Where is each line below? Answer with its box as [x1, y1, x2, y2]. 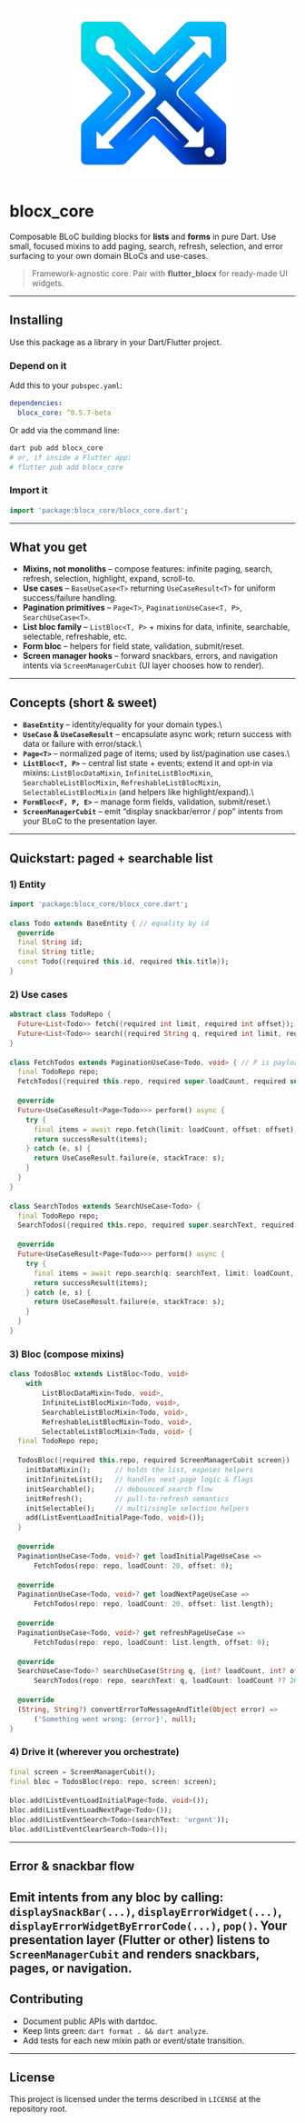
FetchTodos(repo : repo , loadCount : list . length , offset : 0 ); [33, 1638, 271, 1647]
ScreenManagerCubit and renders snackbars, [9, 1946, 261, 1961]
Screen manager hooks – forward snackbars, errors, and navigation [22, 651, 279, 662]
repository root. [9, 2103, 68, 2115]
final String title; [17, 948, 95, 957]
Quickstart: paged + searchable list [9, 851, 213, 866]
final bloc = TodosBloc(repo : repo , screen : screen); [9, 1777, 218, 1786]
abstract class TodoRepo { [9, 1010, 112, 1020]
